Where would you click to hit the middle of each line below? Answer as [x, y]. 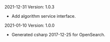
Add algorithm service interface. [43, 16]
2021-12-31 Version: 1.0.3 [29, 7]
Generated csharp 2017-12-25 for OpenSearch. [58, 35]
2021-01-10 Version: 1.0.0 [30, 25]
